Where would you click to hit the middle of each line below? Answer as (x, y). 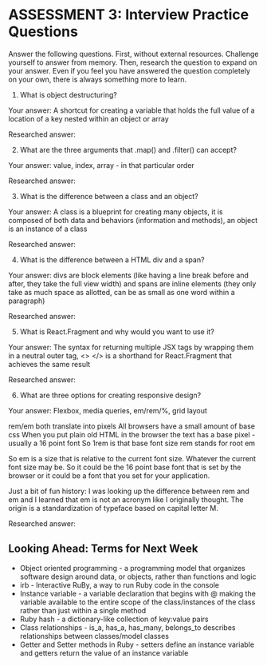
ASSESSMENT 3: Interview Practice (129, 15)
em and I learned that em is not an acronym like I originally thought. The (126, 499)
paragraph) (27, 301)
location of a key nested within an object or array (88, 118)
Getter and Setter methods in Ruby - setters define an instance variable (137, 644)
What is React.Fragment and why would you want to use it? (117, 331)
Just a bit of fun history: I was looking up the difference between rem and (129, 491)
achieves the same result (49, 364)
